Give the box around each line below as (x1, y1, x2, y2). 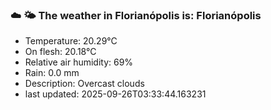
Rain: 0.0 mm (24, 67, 80, 79)
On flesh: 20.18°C (24, 46, 97, 58)
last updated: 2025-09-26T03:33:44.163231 (24, 88, 207, 100)
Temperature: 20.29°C (24, 35, 118, 47)
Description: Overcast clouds (24, 78, 145, 90)
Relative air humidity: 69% (24, 56, 134, 68)
